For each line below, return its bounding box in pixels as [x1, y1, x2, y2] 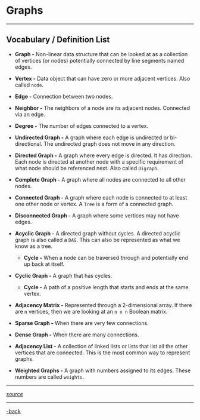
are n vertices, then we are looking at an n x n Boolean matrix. [14, 308, 168, 315]
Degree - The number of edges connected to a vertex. [14, 122, 149, 129]
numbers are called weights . [14, 373, 85, 380]
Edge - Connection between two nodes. [14, 93, 113, 100]
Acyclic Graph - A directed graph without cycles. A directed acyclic [14, 229, 181, 237]
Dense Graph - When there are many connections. [14, 331, 139, 338]
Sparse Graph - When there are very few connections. [14, 319, 149, 326]
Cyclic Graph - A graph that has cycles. [14, 272, 112, 279]
